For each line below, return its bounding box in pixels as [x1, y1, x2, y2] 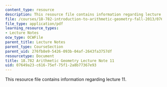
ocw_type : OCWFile [5, 35, 43, 40]
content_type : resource [5, 7, 55, 12]
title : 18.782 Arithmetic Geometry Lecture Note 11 [5, 58, 114, 63]
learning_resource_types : [5, 26, 59, 31]
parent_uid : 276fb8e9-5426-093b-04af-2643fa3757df [5, 49, 112, 54]
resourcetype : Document [5, 53, 55, 59]
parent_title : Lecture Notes [5, 40, 66, 45]
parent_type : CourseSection [5, 44, 64, 49]
